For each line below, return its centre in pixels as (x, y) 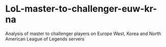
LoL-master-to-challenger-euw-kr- (81, 9)
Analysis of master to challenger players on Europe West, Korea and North (83, 33)
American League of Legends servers (45, 39)
